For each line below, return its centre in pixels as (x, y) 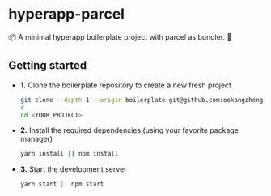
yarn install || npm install (69, 154)
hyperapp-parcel (67, 14)
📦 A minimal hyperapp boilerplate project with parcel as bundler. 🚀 (120, 36)
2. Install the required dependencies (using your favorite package (129, 130)
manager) (36, 139)
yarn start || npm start (62, 184)
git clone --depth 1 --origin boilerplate (93, 100)
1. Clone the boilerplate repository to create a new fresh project (126, 85)
